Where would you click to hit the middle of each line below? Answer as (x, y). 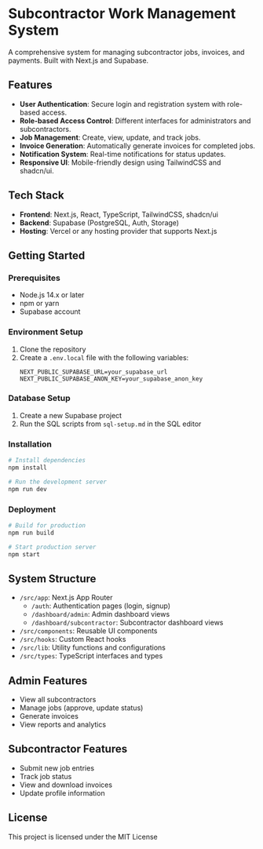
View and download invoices (66, 785)
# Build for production (47, 525)
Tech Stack (36, 196)
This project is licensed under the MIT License (83, 836)
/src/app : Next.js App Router (66, 598)
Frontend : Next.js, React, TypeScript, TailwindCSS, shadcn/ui (119, 214)
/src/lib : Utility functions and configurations (93, 647)
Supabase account (50, 312)
